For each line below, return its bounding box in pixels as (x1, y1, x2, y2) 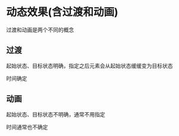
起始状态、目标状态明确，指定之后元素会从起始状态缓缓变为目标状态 (6, 62, 173, 69)
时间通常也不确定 (6, 123, 48, 131)
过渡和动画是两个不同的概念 (6, 26, 74, 33)
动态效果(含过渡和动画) (6, 5, 119, 19)
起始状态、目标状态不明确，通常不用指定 (6, 110, 105, 118)
